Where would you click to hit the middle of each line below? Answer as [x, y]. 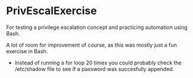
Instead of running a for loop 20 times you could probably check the [98, 63]
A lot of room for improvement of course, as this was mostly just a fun [91, 45]
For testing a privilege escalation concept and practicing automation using [97, 27]
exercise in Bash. [27, 51]
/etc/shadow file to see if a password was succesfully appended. [94, 69]
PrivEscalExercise [51, 11]
